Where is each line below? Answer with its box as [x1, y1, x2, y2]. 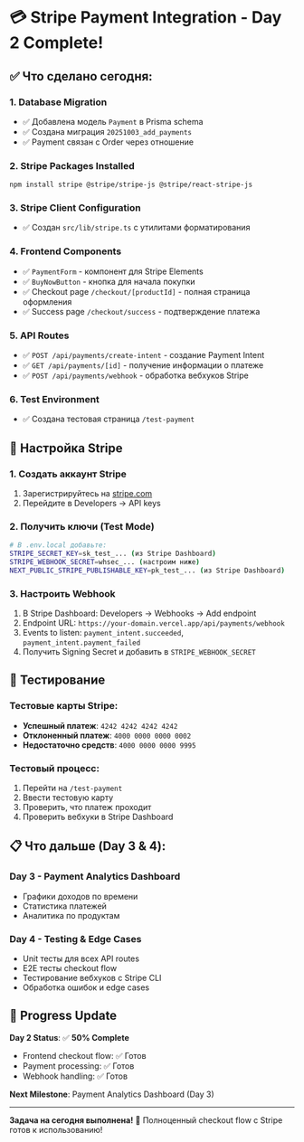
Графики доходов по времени [22, 891, 138, 901]
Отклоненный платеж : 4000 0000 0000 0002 [22, 730, 192, 741]
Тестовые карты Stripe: [9, 700, 119, 713]
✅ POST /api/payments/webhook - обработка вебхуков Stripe [22, 370, 249, 381]
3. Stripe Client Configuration [9, 201, 142, 213]
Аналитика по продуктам [22, 910, 120, 920]
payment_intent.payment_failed [22, 638, 141, 647]
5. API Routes [9, 329, 70, 342]
